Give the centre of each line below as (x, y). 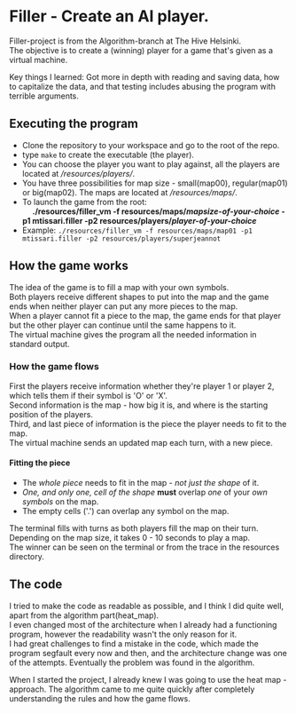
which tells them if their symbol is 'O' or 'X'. (89, 395)
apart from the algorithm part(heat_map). (84, 615)
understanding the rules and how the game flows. (100, 698)
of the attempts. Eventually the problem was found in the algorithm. (132, 662)
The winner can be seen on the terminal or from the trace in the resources (144, 547)
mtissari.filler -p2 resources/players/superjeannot (121, 238)
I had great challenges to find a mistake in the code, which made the (134, 643)
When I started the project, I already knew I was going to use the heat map (145, 679)
